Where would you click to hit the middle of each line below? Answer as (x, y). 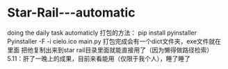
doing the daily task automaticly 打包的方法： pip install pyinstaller (102, 32)
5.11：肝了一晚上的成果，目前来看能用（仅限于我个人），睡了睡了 (99, 58)
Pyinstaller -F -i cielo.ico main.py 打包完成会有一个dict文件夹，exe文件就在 (114, 41)
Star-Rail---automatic (71, 13)
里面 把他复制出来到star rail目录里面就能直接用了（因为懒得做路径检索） (110, 50)
